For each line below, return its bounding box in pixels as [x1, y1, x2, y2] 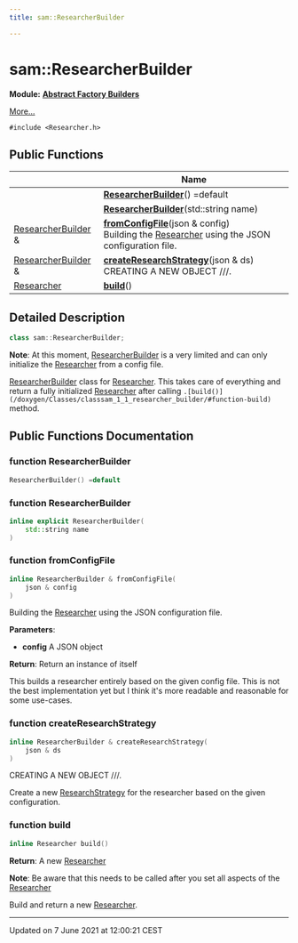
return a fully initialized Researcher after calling [9, 386, 182, 397]
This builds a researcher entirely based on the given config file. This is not [9, 676, 280, 687]
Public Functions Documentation [9, 429, 194, 444]
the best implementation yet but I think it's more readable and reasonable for [9, 686, 289, 697]
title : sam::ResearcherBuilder [9, 12, 125, 22]
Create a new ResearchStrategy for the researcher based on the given [9, 787, 266, 798]
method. [9, 403, 40, 414]
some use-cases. [9, 695, 73, 705]
